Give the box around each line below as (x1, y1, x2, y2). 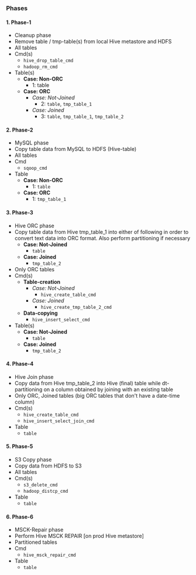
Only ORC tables (14, 265, 54, 273)
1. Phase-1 (6, 19, 32, 26)
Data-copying (23, 310, 58, 317)
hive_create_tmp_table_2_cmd (40, 304, 112, 310)
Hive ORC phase (14, 222, 54, 229)
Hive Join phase (14, 373, 54, 380)
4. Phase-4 (6, 360, 34, 368)
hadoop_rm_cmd (23, 64, 58, 70)
